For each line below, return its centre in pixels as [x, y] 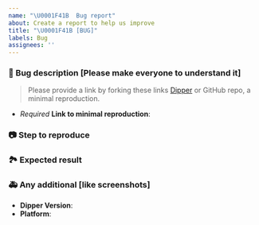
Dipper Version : [46, 205]
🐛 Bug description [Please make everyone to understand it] [125, 73]
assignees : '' [32, 45]
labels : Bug [28, 38]
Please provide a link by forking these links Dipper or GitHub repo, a [139, 90]
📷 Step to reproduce [49, 135]
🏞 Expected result [45, 160]
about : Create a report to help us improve [82, 23]
